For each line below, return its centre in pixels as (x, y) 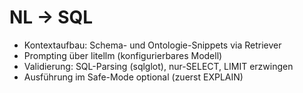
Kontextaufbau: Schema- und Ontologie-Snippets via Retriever (152, 45)
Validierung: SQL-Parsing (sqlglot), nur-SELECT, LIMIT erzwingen (158, 66)
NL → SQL (51, 17)
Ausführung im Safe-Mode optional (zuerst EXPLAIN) (133, 77)
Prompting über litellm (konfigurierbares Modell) (123, 55)
